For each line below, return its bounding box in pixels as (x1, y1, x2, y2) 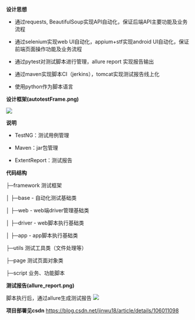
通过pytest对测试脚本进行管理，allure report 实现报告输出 (14, 58, 154, 65)
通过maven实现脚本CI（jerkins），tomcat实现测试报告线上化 (14, 71, 160, 77)
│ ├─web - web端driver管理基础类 (6, 207, 90, 214)
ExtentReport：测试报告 (14, 157, 72, 164)
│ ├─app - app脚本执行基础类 (6, 232, 78, 239)
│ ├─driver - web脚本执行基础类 (6, 219, 84, 226)
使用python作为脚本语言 (14, 83, 74, 90)
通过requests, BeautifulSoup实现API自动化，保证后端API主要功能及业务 (14, 18, 188, 25)
